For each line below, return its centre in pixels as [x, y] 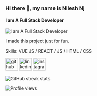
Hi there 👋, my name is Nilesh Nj [45, 8]
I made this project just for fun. [37, 41]
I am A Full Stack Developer [35, 20]
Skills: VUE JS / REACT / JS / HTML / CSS [49, 51]
